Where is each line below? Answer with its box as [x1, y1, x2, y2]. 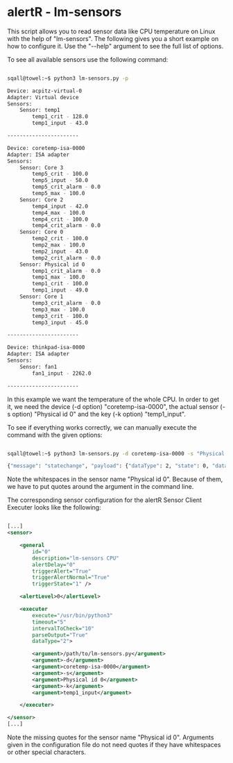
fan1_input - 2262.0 [32, 369, 92, 377]
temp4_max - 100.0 [32, 209, 85, 216]
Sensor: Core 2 [19, 196, 64, 203]
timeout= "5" [32, 619, 67, 626]
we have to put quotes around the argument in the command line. [7, 483, 194, 491]
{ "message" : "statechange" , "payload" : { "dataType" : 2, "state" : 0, [7, 462, 209, 469]
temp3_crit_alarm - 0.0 [32, 299, 101, 306]
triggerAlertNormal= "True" [32, 574, 110, 581]
